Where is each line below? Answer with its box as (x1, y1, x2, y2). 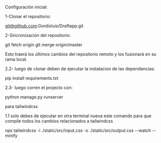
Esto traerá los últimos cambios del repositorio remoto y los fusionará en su (5, 51, 157, 57)
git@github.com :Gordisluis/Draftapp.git (5, 23, 84, 29)
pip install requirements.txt (5, 75, 59, 81)
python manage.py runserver (5, 94, 63, 100)
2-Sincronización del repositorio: (5, 33, 71, 38)
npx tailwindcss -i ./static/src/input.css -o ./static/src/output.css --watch (5, 127, 151, 133)
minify (5, 133, 18, 138)
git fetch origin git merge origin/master (5, 42, 83, 48)
